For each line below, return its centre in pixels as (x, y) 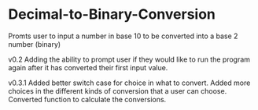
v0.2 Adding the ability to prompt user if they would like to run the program (129, 59)
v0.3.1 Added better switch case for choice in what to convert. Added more (129, 83)
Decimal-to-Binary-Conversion (112, 14)
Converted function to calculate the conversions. (87, 99)
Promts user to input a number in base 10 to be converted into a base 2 (123, 36)
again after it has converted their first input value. (88, 67)
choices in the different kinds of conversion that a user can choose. (118, 90)
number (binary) (35, 44)
